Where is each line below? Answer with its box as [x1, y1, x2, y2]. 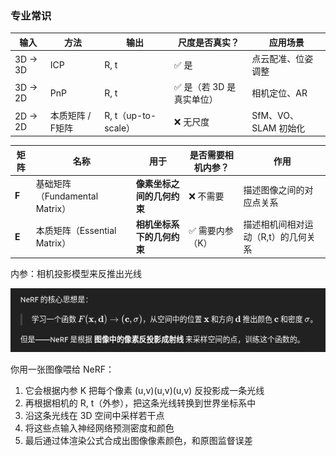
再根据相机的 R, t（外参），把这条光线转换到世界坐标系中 [24, 397, 257, 409]
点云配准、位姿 [251, 53, 314, 65]
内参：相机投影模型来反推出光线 [10, 267, 142, 279]
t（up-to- [114, 109, 157, 121]
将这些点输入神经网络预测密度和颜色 [24, 422, 175, 434]
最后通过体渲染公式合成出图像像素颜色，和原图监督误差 [24, 434, 253, 446]
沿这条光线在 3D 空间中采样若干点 [24, 409, 165, 421]
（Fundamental [35, 190, 99, 202]
